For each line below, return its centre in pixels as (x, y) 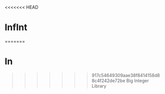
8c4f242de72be (108, 80)
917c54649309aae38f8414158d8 (126, 75)
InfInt (16, 27)
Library (99, 86)
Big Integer (137, 80)
